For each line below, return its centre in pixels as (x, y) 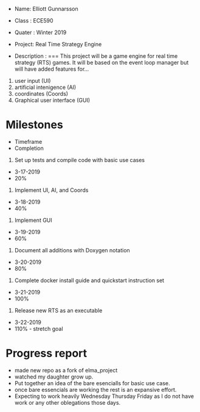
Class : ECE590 (34, 20)
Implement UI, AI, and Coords (51, 190)
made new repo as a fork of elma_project (66, 370)
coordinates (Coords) (41, 94)
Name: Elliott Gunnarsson (46, 9)
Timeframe (28, 141)
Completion (29, 148)
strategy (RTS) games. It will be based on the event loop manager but (102, 62)
